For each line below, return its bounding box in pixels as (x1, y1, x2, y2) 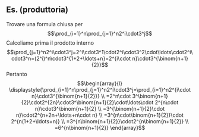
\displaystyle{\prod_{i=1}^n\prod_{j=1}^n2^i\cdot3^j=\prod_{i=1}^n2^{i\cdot (8, 86, 191, 93)
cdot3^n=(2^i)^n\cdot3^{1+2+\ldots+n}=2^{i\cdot (11, 55, 131, 62)
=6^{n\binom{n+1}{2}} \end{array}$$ (54, 124, 146, 131)
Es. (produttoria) (6, 5, 68, 15)
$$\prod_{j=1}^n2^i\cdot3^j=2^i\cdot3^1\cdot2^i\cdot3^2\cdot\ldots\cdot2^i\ (7, 48, 193, 55)
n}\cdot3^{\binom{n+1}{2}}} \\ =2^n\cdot (31, 92, 131, 99)
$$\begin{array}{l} (77, 80, 123, 87)
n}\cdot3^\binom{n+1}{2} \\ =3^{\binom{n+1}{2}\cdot (34, 105, 165, 112)
